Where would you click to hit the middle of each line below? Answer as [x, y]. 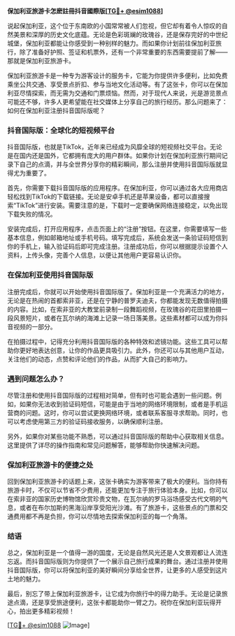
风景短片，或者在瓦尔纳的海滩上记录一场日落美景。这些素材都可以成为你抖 [120, 318]
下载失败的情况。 [32, 214]
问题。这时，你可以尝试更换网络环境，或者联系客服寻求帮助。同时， [123, 412]
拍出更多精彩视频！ [47, 612]
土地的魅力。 [26, 579]
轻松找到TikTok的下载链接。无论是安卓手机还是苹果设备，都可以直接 [106, 197]
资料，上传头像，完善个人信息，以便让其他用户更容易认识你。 [96, 255]
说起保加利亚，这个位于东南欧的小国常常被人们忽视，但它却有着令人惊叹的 [114, 26]
